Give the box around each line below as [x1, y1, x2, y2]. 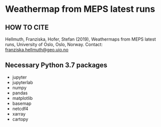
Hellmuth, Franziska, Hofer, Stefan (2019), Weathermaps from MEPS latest [5, 36, 156, 42]
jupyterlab [12, 79, 33, 85]
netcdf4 [12, 105, 29, 112]
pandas [12, 90, 28, 96]
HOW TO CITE [5, 23, 49, 32]
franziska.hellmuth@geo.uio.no [5, 47, 69, 52]
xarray [12, 111, 26, 117]
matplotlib [12, 95, 33, 101]
